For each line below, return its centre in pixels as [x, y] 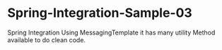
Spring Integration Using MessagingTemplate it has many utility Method [111, 32]
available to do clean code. [47, 39]
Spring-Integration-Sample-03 [100, 13]
